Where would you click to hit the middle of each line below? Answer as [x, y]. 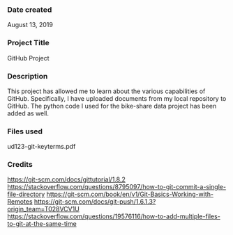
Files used [25, 131]
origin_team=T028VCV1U [44, 209]
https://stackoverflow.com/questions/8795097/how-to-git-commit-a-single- [117, 187]
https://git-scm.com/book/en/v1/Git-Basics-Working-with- [130, 194]
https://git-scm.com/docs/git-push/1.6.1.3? [95, 202]
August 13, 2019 [30, 25]
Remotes [20, 202]
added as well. [28, 113]
